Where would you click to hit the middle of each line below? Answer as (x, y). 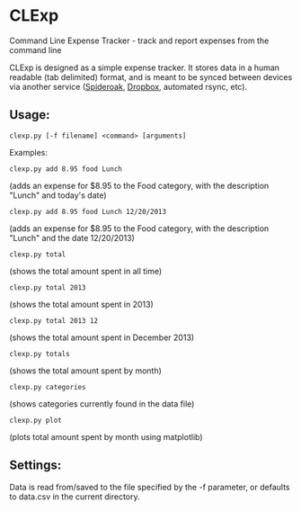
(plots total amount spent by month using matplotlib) (106, 436)
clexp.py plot (36, 420)
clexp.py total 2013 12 (54, 320)
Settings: (35, 466)
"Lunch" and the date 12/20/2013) (72, 238)
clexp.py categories (48, 387)
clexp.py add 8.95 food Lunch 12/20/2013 (88, 211)
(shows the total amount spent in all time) (86, 271)
